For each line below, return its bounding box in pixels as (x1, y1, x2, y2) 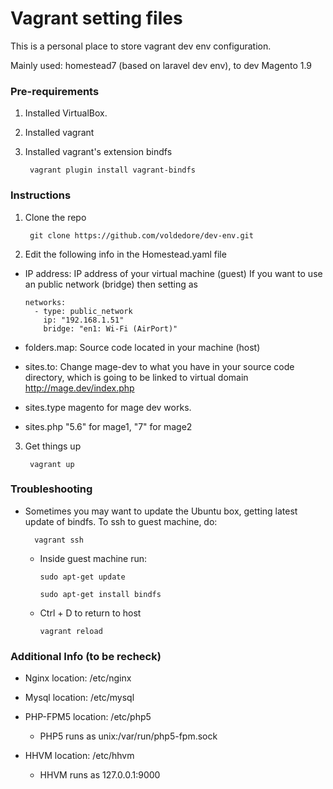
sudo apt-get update (39, 572, 126, 582)
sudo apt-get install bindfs (39, 589, 162, 599)
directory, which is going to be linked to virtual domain (24, 371, 249, 383)
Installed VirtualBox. (24, 107, 108, 119)
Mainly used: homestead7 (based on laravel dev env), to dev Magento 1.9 (10, 59, 313, 71)
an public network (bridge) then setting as (24, 278, 198, 290)
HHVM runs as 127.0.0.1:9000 (39, 769, 161, 781)
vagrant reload (39, 626, 103, 636)
